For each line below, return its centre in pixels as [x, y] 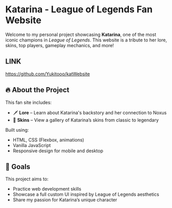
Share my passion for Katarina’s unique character [65, 200]
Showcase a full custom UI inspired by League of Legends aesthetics [86, 194]
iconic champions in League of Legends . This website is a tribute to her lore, [86, 40]
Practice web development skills [47, 189]
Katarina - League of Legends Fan [79, 9]
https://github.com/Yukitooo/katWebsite [48, 74]
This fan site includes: [28, 102]
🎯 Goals [18, 167]
